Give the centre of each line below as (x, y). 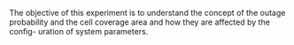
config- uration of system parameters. (79, 31)
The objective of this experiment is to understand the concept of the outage (147, 13)
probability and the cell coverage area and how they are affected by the (139, 22)
